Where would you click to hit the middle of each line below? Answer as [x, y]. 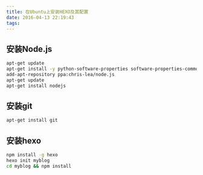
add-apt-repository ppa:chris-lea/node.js [60, 74]
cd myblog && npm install [39, 166]
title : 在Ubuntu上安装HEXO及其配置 [47, 12]
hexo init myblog [28, 161]
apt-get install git [32, 120]
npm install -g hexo [32, 155]
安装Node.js [29, 49]
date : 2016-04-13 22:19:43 [40, 17]
